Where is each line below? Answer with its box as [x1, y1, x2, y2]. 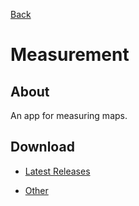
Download [10, 139, 75, 156]
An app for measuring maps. [10, 110, 128, 121]
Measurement [10, 44, 130, 66]
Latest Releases [24, 165, 91, 177]
